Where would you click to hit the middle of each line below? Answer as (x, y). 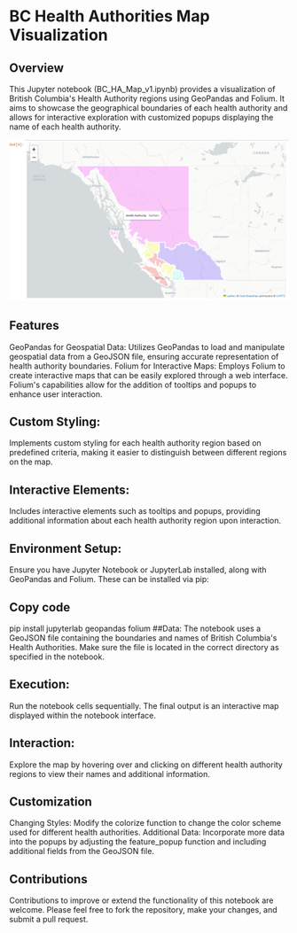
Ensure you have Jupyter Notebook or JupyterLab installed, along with (138, 570)
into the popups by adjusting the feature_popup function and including (138, 842)
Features (34, 326)
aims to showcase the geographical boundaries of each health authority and (148, 108)
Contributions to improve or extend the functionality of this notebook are (141, 900)
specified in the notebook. (57, 657)
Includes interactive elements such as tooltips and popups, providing (135, 511)
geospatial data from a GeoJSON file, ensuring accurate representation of (144, 356)
